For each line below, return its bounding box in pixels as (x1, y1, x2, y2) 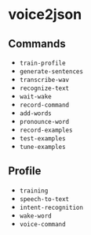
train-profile (19, 59, 66, 67)
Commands (8, 37, 67, 50)
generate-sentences (19, 68, 84, 76)
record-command (19, 101, 70, 109)
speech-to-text (19, 195, 70, 203)
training (19, 187, 49, 195)
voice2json (8, 6, 82, 24)
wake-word (19, 211, 53, 220)
